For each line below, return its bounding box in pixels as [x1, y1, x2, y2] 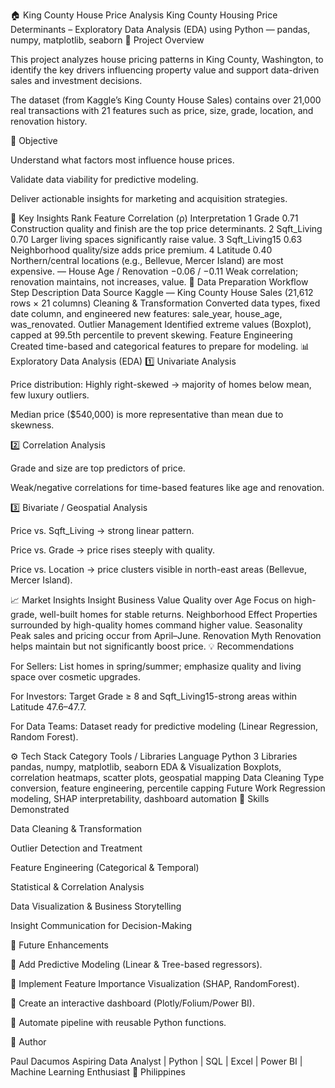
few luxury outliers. [10, 389, 90, 401]
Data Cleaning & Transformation [10, 823, 143, 834]
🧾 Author [10, 1036, 47, 1048]
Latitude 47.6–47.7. [10, 701, 87, 713]
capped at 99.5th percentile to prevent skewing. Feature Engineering [10, 329, 293, 341]
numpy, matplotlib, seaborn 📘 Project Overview [10, 34, 205, 46]
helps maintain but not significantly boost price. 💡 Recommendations [10, 640, 295, 652]
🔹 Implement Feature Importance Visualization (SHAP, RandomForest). [10, 978, 300, 989]
